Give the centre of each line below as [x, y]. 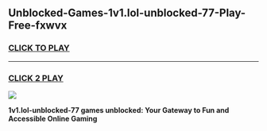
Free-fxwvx [38, 26]
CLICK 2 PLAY [36, 78]
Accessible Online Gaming [53, 118]
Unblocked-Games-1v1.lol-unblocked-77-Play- [127, 13]
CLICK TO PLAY [39, 48]
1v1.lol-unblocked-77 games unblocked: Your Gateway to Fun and [119, 110]
